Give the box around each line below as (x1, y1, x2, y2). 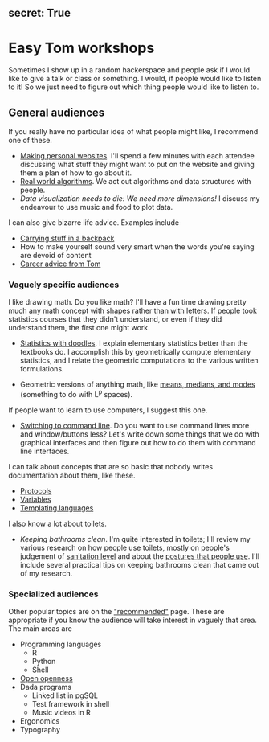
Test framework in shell (31, 699, 110, 709)
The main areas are (8, 624, 72, 633)
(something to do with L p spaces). (19, 388, 133, 400)
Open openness (19, 674, 74, 683)
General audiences (8, 105, 105, 119)
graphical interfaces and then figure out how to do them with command (19, 438, 256, 448)
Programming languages (19, 639, 102, 650)
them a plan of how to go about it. (19, 168, 132, 178)
